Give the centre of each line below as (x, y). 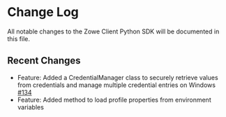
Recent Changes (44, 61)
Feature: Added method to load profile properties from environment (114, 100)
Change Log (43, 12)
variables (30, 107)
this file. (18, 38)
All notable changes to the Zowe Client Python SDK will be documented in (113, 31)
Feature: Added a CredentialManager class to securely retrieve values (118, 77)
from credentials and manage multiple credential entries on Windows (116, 85)
